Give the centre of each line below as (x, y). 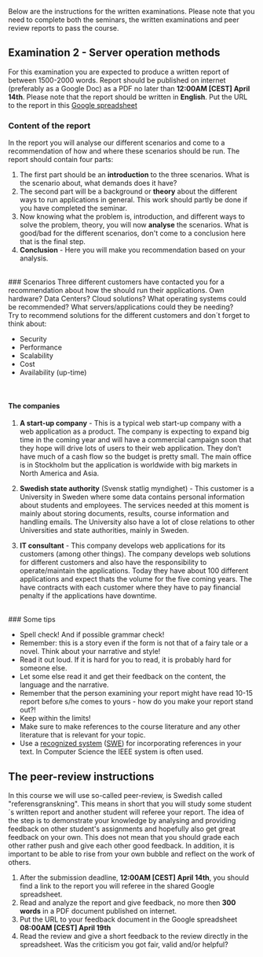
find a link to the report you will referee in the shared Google (117, 886)
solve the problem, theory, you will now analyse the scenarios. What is (134, 225)
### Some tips (32, 619)
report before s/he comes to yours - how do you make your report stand (136, 702)
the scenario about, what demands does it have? (98, 183)
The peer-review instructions (81, 776)
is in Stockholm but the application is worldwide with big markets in (128, 465)
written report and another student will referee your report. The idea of (130, 812)
